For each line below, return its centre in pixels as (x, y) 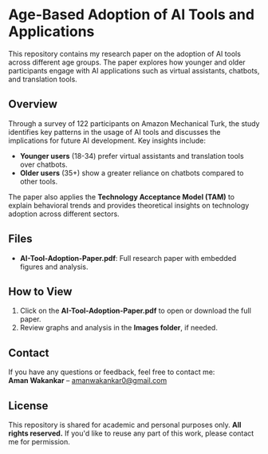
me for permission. (39, 442)
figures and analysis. (54, 266)
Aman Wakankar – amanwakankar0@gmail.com (88, 381)
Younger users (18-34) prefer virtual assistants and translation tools (132, 156)
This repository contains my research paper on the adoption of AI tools (125, 53)
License (28, 406)
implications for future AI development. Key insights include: (107, 140)
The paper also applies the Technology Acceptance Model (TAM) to (122, 196)
